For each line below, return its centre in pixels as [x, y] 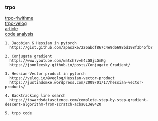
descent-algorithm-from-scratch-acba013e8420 [53, 105]
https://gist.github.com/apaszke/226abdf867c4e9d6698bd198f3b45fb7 [81, 48]
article [12, 29]
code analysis [19, 34]
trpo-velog [16, 23]
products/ [15, 87]
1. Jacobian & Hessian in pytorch [41, 43]
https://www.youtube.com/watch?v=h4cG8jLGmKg [58, 61]
